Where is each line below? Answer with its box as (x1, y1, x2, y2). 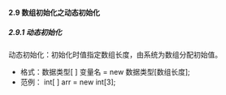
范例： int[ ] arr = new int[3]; (20, 77, 116, 87)
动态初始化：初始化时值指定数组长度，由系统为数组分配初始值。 (8, 50, 222, 59)
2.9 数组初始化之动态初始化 (8, 7, 100, 17)
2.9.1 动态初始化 (8, 28, 63, 37)
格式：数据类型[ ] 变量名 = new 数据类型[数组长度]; (20, 67, 191, 76)
